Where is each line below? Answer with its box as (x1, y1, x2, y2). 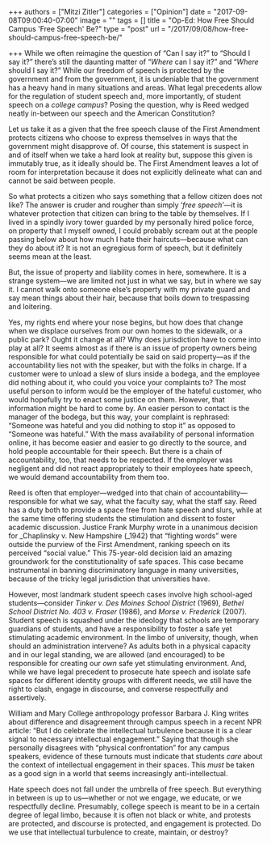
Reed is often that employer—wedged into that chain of (8, 488, 192, 497)
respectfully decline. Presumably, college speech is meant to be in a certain (8, 801, 260, 811)
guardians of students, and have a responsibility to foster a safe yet (8, 624, 232, 634)
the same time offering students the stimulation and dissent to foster (8, 514, 236, 523)
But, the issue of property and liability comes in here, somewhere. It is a (8, 267, 248, 277)
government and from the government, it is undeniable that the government (8, 74, 260, 83)
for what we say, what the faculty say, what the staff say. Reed (48, 497, 257, 506)
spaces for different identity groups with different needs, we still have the (8, 676, 252, 685)
